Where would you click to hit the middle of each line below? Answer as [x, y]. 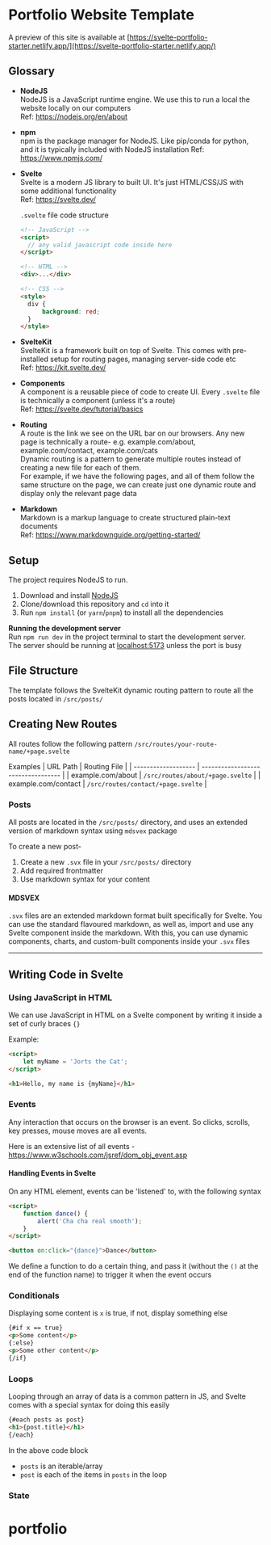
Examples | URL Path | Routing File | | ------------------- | [104, 766]
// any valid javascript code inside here [100, 245]
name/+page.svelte [39, 751]
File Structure [43, 671]
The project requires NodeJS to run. [68, 580]
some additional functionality [68, 191]
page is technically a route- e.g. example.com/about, [108, 442]
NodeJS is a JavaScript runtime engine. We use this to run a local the [135, 99]
